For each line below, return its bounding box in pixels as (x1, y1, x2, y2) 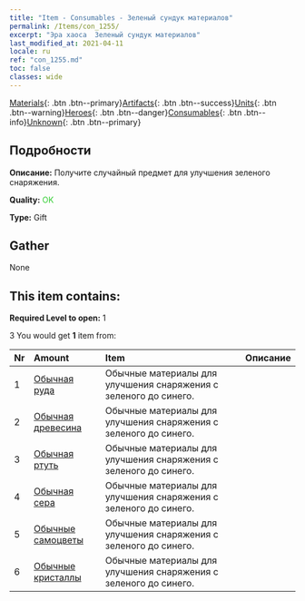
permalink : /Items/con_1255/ (9, 22, 120, 31)
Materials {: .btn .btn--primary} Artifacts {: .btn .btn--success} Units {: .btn (9, 97, 277, 108)
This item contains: (9, 288, 121, 304)
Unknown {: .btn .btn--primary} (26, 116, 142, 127)
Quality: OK (9, 194, 54, 205)
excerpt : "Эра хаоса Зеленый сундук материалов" (9, 30, 202, 39)
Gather (9, 238, 50, 253)
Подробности (9, 143, 92, 159)
